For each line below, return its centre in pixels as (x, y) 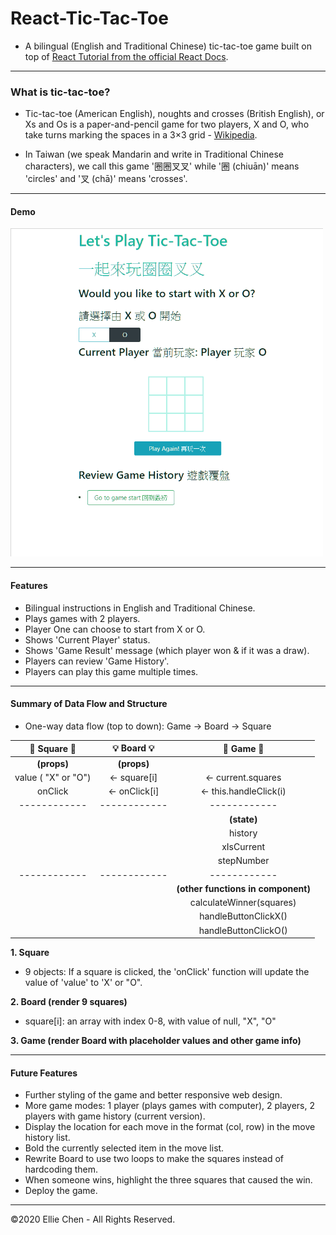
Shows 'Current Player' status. (87, 639)
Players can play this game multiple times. (111, 671)
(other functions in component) (243, 888)
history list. (47, 1138)
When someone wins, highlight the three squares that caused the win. (168, 1180)
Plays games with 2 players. (82, 618)
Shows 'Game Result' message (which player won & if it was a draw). (167, 650)
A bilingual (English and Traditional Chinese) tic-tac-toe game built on (168, 46)
